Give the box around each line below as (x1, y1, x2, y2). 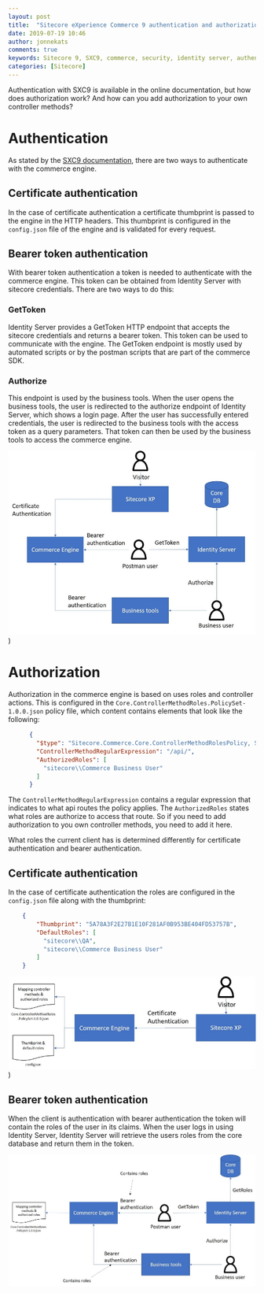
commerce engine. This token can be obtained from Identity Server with (8, 276, 241, 286)
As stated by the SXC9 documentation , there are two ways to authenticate (8, 155, 248, 165)
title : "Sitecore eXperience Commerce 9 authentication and (8, 20, 213, 29)
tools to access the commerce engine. (8, 435, 132, 445)
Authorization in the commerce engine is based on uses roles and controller (8, 690, 254, 699)
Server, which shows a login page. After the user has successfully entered (8, 410, 249, 420)
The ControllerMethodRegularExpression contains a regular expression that (8, 795, 251, 805)
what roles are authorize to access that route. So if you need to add (8, 812, 226, 821)
